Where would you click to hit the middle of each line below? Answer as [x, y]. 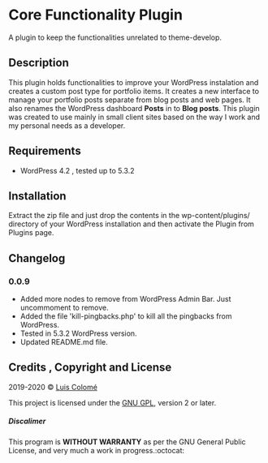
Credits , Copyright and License [90, 368]
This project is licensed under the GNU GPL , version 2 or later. [112, 402]
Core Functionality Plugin [95, 15]
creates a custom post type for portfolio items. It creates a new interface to [134, 91]
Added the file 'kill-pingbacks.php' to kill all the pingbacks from [126, 316]
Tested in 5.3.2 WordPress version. [78, 333]
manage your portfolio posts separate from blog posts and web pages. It [130, 100]
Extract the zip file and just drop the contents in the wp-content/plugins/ [129, 216]
